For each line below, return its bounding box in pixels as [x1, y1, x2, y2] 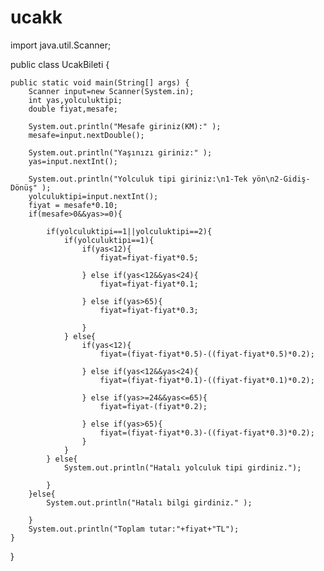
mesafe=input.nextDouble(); [28, 130, 145, 140]
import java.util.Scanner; [10, 39, 112, 51]
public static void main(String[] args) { [10, 77, 190, 88]
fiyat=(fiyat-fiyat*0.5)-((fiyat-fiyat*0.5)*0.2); [99, 349, 315, 359]
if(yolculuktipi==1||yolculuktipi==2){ [46, 226, 213, 236]
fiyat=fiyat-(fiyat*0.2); [99, 401, 208, 411]
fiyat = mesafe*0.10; [28, 200, 118, 210]
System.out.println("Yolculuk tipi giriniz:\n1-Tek [28, 174, 248, 184]
